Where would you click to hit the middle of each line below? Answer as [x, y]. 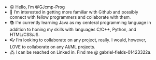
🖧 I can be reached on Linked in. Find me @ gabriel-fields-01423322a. [80, 52]
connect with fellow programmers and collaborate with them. [70, 17]
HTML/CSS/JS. [25, 35]
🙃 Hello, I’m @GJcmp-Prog [37, 7]
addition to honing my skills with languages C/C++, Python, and [73, 29]
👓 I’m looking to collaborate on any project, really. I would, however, [78, 40]
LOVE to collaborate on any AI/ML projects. [52, 47]
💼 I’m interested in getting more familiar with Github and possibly [74, 12]
